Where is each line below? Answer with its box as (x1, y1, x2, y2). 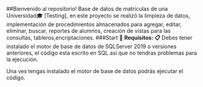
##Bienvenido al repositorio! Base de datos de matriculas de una (6, 5, 168, 12)
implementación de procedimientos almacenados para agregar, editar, (6, 21, 182, 28)
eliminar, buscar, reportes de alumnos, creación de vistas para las (6, 27, 171, 34)
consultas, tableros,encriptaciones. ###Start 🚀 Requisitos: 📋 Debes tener (6, 34, 193, 41)
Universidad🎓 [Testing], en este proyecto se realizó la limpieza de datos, (6, 12, 190, 19)
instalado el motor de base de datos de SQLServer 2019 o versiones (6, 43, 177, 50)
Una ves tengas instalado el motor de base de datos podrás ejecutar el (6, 68, 184, 75)
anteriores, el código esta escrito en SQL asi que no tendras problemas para (6, 49, 198, 57)
